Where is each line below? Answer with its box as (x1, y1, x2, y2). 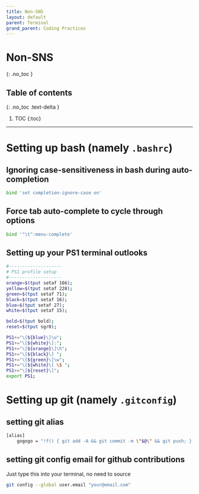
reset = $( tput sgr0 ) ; (6, 324, 57, 330)
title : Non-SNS (6, 8, 44, 15)
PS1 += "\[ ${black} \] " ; (6, 351, 62, 357)
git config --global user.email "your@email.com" (6, 482, 131, 487)
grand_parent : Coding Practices (6, 25, 86, 31)
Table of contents (6, 87, 72, 98)
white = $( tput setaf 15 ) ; (6, 308, 68, 313)
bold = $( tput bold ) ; (6, 318, 54, 324)
